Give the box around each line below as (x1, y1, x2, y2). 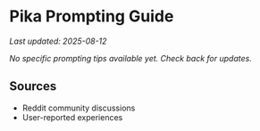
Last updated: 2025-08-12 (9, 36, 107, 46)
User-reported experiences (21, 111, 123, 122)
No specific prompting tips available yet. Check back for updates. (9, 53, 252, 63)
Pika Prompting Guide (9, 6, 174, 27)
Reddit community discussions (21, 102, 136, 113)
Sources (9, 78, 57, 94)
